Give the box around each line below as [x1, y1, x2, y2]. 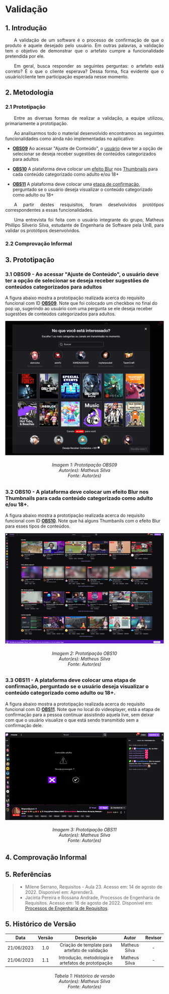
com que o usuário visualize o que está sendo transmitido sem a [5, 717, 139, 723]
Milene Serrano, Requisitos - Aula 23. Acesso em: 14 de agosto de [25, 883, 162, 890]
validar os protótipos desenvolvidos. [5, 227, 80, 233]
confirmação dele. [5, 722, 43, 728]
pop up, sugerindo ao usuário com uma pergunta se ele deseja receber [5, 306, 153, 312]
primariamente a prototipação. [5, 120, 68, 126]
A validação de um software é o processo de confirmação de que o [14, 37, 164, 43]
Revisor [145, 935, 162, 941]
